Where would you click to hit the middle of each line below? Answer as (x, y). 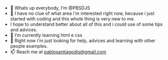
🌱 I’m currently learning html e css (46, 35)
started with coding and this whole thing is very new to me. (72, 19)
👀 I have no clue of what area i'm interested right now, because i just (82, 13)
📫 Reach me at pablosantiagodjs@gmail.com (58, 52)
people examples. (29, 46)
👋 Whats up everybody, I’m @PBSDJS (50, 8)
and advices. (24, 30)
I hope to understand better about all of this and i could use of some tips (86, 24)
